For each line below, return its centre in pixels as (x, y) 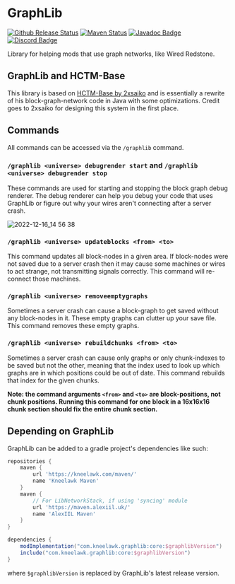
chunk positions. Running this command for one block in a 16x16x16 (109, 402)
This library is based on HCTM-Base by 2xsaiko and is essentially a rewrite (116, 93)
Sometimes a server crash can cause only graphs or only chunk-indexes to (116, 358)
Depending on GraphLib (61, 432)
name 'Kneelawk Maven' (66, 481)
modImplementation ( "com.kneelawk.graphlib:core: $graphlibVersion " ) (121, 547)
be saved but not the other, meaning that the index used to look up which (114, 365)
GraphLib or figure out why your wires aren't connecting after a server (109, 203)
